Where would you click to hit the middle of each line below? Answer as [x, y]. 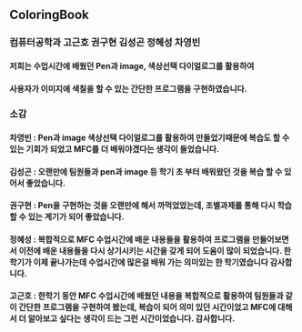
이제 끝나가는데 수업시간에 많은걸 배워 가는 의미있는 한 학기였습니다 [151, 262]
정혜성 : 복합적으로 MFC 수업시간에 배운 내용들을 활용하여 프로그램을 [130, 239]
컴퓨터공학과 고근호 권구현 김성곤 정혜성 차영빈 [105, 43]
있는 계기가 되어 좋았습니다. [76, 216]
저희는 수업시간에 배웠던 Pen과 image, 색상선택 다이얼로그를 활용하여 [132, 65]
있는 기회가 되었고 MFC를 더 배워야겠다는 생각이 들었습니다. [115, 149]
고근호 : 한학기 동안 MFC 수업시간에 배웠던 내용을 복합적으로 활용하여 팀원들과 [146, 296]
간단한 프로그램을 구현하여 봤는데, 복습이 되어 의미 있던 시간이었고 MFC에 [147, 307]
